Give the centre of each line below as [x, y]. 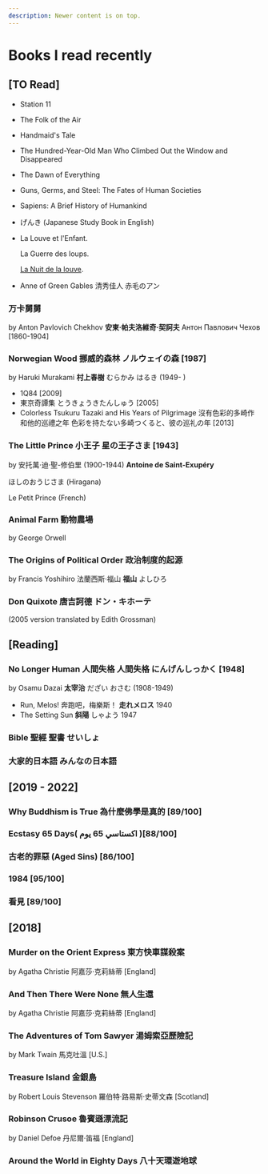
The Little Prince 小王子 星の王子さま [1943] [94, 446]
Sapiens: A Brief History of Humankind [84, 206]
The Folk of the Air [50, 119]
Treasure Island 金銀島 [53, 1077]
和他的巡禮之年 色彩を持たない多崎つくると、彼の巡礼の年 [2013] [127, 423]
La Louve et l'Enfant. [54, 238]
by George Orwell [37, 538]
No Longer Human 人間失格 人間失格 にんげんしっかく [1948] [127, 669]
